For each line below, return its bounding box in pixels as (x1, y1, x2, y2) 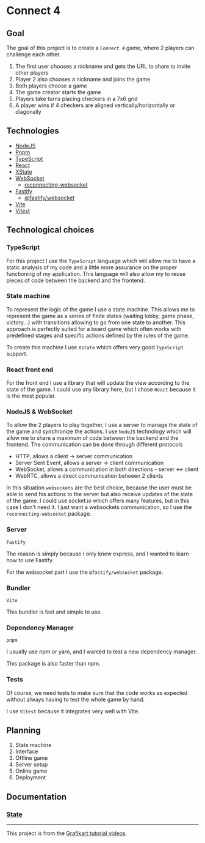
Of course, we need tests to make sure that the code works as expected (6, 689, 188, 696)
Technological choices (6, 225, 95, 236)
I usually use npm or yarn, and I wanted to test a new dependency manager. (6, 648, 197, 655)
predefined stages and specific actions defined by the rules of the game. (6, 332, 190, 339)
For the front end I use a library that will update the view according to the (6, 379, 190, 387)
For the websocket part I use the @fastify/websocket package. (6, 568, 164, 576)
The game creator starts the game (15, 89, 102, 95)
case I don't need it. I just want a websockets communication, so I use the (6, 503, 192, 511)
